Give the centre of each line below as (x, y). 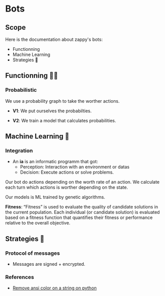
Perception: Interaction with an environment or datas (75, 167)
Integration (19, 151)
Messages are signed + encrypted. (49, 264)
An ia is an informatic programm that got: (55, 162)
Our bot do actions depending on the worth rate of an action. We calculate (82, 182)
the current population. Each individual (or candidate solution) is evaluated (82, 212)
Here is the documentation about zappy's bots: (54, 39)
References (20, 277)
